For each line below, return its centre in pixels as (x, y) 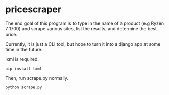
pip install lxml (24, 69)
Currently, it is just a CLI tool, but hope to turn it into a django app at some (83, 44)
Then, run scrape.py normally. (37, 78)
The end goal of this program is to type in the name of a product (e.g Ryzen (85, 23)
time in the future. (24, 49)
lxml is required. (22, 59)
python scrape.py (24, 87)
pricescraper (33, 9)
